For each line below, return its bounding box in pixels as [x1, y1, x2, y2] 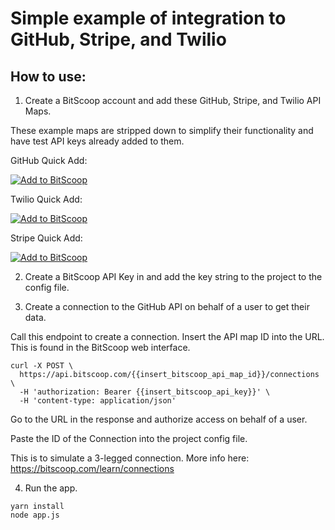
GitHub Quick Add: [10, 155, 88, 166]
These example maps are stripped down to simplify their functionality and [10, 125, 314, 136]
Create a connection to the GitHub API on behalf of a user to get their [24, 301, 310, 312]
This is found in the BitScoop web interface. [10, 342, 191, 353]
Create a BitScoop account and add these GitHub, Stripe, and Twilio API [24, 95, 322, 106]
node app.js [10, 510, 60, 520]
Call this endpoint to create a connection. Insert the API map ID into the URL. [10, 331, 325, 342]
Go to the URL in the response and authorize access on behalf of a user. [10, 413, 308, 425]
